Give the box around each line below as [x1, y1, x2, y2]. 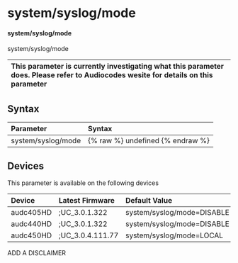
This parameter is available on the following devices [7, 179, 159, 187]
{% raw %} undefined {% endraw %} [87, 136, 210, 146]
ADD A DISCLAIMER [7, 249, 66, 257]
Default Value [125, 196, 172, 206]
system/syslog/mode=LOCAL [125, 230, 224, 240]
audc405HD [11, 208, 52, 218]
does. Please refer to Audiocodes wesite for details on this [11, 70, 213, 80]
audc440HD [11, 219, 52, 229]
